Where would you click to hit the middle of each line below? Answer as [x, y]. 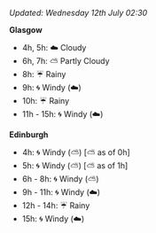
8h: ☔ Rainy [44, 74]
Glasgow [26, 30]
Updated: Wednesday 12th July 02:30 [78, 13]
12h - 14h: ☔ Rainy [56, 206]
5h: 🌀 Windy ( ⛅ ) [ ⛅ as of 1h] [75, 166]
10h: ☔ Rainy [46, 101]
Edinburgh [29, 135]
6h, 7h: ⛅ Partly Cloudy [66, 61]
